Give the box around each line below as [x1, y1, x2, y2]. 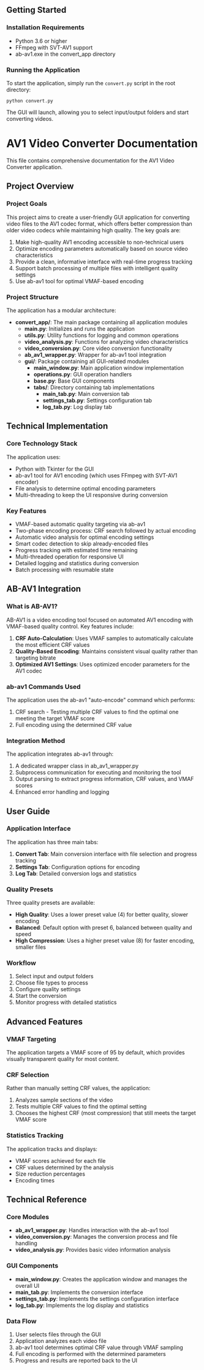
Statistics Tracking [6, 1131, 64, 1140]
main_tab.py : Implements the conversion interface [15, 1288, 143, 1296]
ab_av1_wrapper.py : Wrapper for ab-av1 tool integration [24, 351, 167, 358]
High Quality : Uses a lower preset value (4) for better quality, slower [15, 911, 189, 918]
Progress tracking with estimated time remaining [15, 546, 138, 554]
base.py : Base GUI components [33, 377, 115, 384]
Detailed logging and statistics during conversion [15, 559, 139, 566]
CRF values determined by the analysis [15, 1163, 115, 1171]
